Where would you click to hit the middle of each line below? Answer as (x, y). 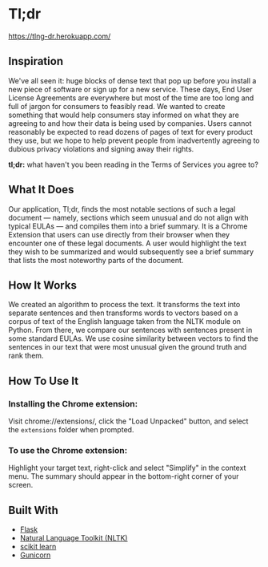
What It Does (41, 190)
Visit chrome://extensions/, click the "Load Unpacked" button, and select (128, 421)
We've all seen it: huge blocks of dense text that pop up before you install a (132, 80)
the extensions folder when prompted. (71, 430)
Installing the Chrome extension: (73, 403)
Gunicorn (35, 555)
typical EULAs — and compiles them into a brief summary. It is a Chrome (128, 226)
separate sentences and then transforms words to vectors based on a (123, 313)
